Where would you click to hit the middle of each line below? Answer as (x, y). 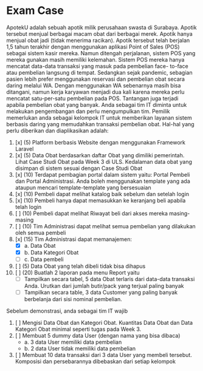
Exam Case (35, 11)
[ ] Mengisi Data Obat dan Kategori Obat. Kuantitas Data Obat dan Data (104, 323)
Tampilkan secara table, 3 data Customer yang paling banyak (101, 293)
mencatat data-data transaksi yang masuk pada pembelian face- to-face (97, 66)
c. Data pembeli (44, 259)
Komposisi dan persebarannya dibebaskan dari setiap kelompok (95, 361)
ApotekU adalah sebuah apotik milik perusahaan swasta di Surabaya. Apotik (101, 27)
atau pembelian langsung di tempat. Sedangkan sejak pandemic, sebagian (99, 72)
